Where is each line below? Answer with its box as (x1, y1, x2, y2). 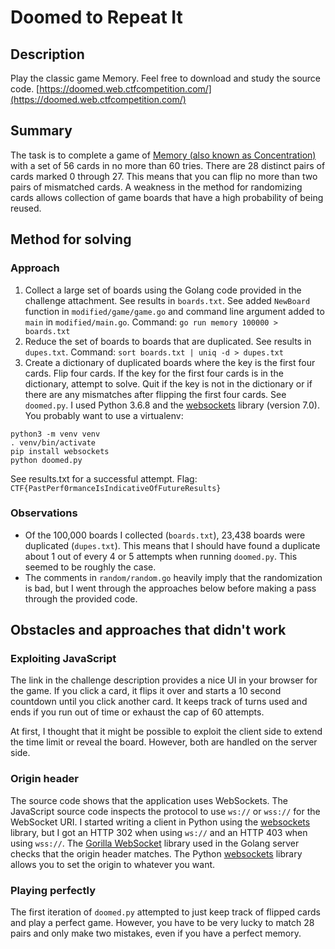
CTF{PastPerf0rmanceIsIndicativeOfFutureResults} (10, 483, 222, 493)
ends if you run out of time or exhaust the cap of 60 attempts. (10, 706, 265, 718)
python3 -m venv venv (10, 429, 101, 439)
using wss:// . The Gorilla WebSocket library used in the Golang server (10, 837, 300, 849)
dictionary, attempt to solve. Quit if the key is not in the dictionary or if (24, 377, 313, 390)
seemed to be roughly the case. (24, 561, 157, 573)
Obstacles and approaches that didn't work (10, 622, 287, 639)
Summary (10, 122, 73, 140)
